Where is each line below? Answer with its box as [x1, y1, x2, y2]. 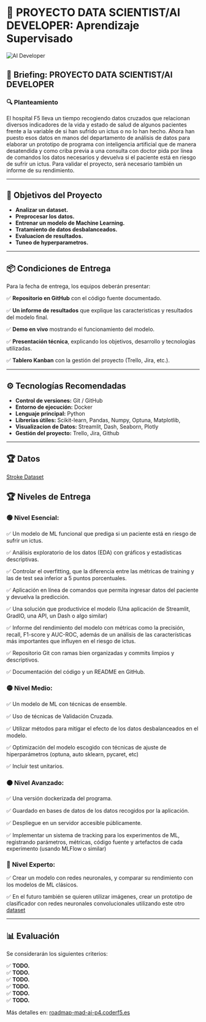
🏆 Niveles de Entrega [6, 492, 91, 502]
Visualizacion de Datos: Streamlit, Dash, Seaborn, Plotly [15, 423, 159, 430]
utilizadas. [6, 345, 32, 352]
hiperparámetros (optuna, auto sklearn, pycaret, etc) [6, 750, 139, 757]
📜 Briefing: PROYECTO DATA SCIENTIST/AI [6, 70, 173, 80]
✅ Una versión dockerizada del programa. [6, 795, 112, 802]
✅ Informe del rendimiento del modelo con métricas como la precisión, [6, 624, 185, 631]
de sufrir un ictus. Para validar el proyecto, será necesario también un [6, 160, 183, 168]
